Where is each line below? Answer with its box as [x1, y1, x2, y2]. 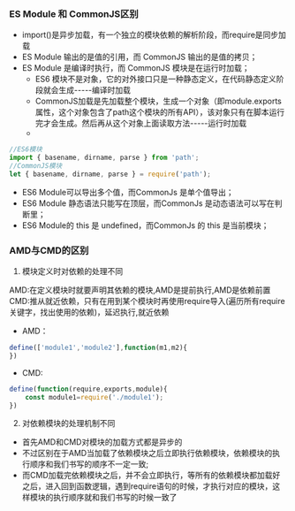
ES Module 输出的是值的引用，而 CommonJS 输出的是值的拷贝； [21, 51, 258, 63]
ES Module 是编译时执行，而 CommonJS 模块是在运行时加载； [21, 63, 250, 73]
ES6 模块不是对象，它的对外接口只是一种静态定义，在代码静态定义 [34, 73, 276, 85]
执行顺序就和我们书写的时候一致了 [52, 492, 178, 503]
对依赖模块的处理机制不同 [21, 418, 116, 429]
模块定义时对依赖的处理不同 [21, 266, 124, 277]
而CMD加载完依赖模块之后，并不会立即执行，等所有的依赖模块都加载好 [21, 470, 281, 481]
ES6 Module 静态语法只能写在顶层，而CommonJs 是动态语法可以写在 [21, 197, 276, 209]
